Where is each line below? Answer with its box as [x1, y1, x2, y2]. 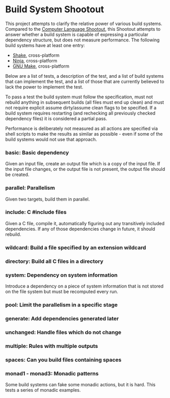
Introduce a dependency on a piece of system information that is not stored [5, 283, 164, 289]
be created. [5, 171, 30, 178]
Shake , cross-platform [12, 52, 60, 58]
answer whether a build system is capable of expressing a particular [5, 31, 149, 37]
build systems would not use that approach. [5, 136, 97, 142]
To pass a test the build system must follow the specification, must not [5, 94, 153, 100]
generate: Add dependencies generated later [5, 315, 119, 322]
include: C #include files [5, 209, 67, 216]
